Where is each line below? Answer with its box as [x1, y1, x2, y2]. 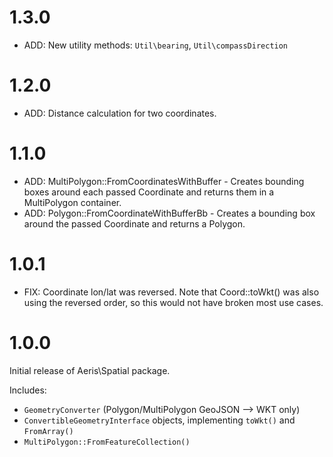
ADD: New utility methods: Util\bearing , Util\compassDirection [23, 39, 289, 51]
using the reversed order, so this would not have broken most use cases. [23, 296, 324, 308]
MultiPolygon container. [23, 196, 122, 208]
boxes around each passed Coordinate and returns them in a [23, 186, 275, 198]
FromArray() [23, 426, 74, 436]
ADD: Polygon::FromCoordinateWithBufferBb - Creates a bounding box [23, 207, 316, 219]
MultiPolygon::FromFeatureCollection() [23, 437, 191, 447]
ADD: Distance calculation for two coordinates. [23, 107, 217, 119]
